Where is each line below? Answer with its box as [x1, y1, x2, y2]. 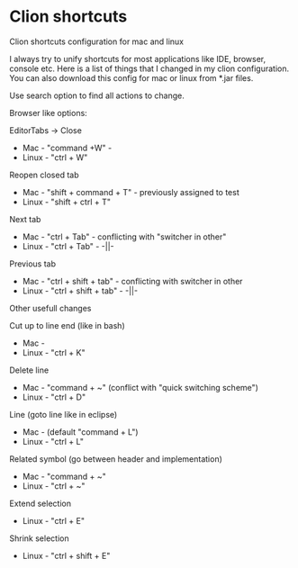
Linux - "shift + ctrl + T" [22, 196, 111, 207]
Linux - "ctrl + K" [22, 347, 86, 357]
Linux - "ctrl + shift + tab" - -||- [22, 285, 138, 296]
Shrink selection [9, 533, 69, 544]
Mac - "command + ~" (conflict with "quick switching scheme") [22, 382, 259, 392]
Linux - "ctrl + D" [22, 392, 86, 402]
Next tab [9, 213, 41, 224]
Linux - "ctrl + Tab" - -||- [22, 240, 114, 251]
